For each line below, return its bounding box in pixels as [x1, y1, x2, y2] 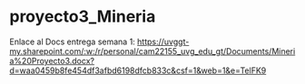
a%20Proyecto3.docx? [9, 55, 95, 66]
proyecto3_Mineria [9, 6, 156, 27]
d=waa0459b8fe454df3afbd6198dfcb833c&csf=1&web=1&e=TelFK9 [9, 65, 267, 76]
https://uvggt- [137, 36, 190, 47]
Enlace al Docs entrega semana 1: [9, 36, 136, 47]
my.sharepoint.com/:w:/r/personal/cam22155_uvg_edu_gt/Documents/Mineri [9, 45, 296, 56]
